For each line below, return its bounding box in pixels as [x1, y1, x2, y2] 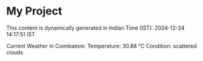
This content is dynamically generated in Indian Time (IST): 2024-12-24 [6, 24, 185, 31]
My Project [6, 4, 62, 18]
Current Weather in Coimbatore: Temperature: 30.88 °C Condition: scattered [6, 42, 197, 50]
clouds [6, 48, 24, 56]
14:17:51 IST [6, 30, 35, 37]
